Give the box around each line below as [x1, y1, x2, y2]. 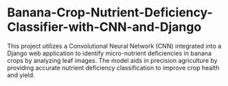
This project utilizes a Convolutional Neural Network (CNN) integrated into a [7, 42, 222, 50]
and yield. [7, 70, 36, 79]
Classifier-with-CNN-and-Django [7, 19, 202, 35]
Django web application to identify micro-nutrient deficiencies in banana [7, 49, 212, 57]
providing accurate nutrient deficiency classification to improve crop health [7, 63, 220, 72]
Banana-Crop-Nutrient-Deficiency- [7, 5, 213, 20]
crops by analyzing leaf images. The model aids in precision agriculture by [7, 56, 218, 64]
